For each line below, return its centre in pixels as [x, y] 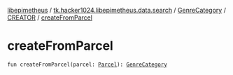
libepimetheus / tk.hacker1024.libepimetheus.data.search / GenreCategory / [116, 10]
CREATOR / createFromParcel [50, 18]
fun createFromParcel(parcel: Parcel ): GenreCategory [87, 64]
